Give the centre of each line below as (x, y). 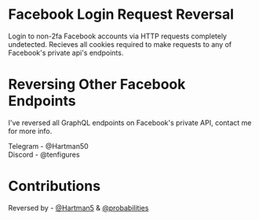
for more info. (30, 131)
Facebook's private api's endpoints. (66, 52)
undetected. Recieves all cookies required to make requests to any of (120, 44)
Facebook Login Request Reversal (121, 14)
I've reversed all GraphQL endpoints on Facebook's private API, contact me (130, 122)
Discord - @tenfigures (44, 154)
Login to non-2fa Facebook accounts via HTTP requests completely (118, 36)
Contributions (54, 186)
